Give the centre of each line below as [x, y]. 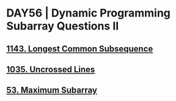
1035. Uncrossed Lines [51, 69]
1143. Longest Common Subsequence [80, 49]
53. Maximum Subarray [52, 90]
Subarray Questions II [63, 26]
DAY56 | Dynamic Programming [89, 13]
